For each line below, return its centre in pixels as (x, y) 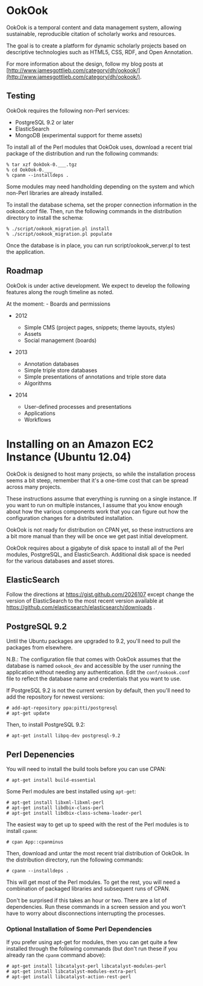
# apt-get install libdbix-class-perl (55, 808)
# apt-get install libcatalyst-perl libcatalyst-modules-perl (86, 967)
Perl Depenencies (40, 754)
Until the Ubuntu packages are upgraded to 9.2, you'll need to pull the (93, 641)
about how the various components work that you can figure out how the (97, 512)
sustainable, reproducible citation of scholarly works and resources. (91, 33)
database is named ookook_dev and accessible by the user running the (94, 666)
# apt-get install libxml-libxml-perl (55, 803)
